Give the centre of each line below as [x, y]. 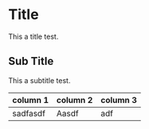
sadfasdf [29, 113]
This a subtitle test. [39, 80]
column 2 [74, 100]
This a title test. [33, 36]
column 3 [119, 100]
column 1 [31, 100]
